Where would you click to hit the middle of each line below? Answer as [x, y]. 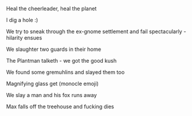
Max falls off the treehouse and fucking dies [60, 107]
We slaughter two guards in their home [54, 49]
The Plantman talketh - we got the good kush [62, 61]
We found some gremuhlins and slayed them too [65, 72]
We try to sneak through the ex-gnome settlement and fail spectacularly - [96, 31]
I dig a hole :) [22, 20]
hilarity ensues [24, 38]
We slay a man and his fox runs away [51, 95]
